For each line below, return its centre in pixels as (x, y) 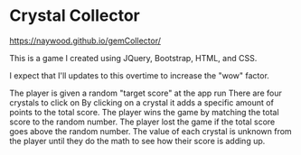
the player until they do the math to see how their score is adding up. (137, 141)
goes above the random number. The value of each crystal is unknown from (150, 131)
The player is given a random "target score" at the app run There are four (146, 93)
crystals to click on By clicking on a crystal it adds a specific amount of (141, 102)
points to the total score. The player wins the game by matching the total (144, 112)
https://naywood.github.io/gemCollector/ (85, 41)
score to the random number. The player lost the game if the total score (142, 122)
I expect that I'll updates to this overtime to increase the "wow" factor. (139, 75)
